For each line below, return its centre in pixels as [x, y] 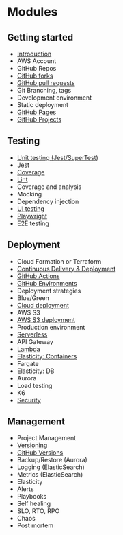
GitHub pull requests [46, 83]
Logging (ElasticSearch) [51, 467]
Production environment [51, 327]
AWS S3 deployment [46, 319]
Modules [32, 12]
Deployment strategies [49, 291]
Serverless [32, 334]
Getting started [40, 37]
